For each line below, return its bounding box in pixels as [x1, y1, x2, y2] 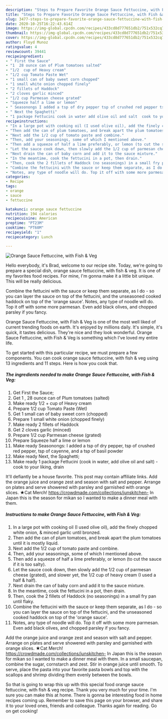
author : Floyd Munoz [5, 40, 49, 45]
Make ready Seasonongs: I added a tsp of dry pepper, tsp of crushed [12, 442, 155, 448]
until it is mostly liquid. [12, 540, 59, 546]
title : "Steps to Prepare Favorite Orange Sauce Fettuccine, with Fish [5, 12, 158, 17]
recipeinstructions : [5, 118, 49, 124]
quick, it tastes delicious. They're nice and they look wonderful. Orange [5, 329, 153, 335]
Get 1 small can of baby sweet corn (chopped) [12, 410, 108, 417]
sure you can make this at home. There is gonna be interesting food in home [5, 692, 163, 698]
